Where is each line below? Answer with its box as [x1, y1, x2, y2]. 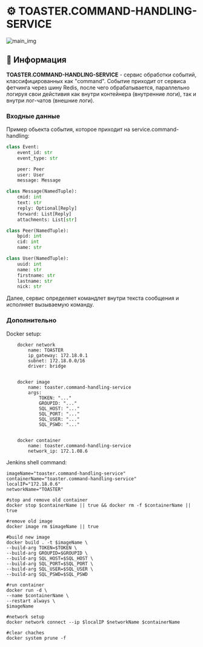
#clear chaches [6, 629, 45, 635]
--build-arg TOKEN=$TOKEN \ [6, 544, 78, 550]
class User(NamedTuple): [6, 256, 69, 262]
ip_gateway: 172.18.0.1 [28, 352, 88, 359]
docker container [17, 437, 61, 444]
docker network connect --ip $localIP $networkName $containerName [6, 619, 181, 625]
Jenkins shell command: [6, 458, 67, 466]
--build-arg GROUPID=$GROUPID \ [6, 550, 88, 556]
